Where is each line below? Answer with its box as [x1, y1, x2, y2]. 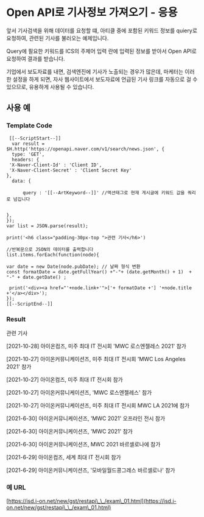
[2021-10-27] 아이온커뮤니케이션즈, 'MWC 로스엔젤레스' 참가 [6, 389, 152, 396]
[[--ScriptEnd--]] [6, 301, 53, 307]
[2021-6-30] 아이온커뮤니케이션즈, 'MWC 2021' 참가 [6, 427, 133, 435]
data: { [12, 178, 32, 184]
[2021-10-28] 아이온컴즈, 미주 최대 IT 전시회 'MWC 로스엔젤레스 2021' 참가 [6, 342, 187, 350]
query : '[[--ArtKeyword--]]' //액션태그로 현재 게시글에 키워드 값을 [22, 189, 185, 195]
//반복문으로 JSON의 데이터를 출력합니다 [6, 246, 94, 253]
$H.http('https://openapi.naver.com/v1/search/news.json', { [6, 146, 165, 152]
